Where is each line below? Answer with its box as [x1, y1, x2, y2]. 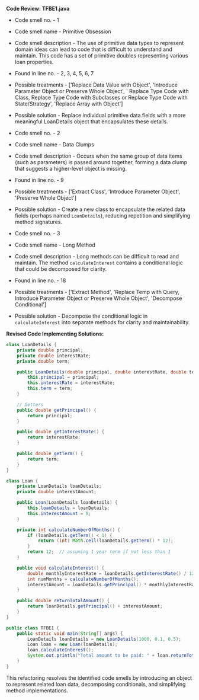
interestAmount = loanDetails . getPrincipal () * [27, 581, 147, 587]
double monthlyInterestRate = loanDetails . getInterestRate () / [27, 570, 187, 577]
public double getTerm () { [17, 450, 84, 456]
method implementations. [6, 687, 69, 694]
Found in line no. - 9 [14, 177, 64, 183]
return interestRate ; [27, 434, 81, 440]
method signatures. [14, 219, 62, 225]
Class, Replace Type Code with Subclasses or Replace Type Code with [14, 94, 188, 101]
